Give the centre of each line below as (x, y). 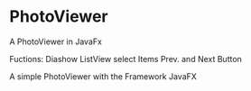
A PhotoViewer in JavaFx (56, 41)
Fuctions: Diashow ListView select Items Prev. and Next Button (125, 59)
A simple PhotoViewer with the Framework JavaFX (103, 76)
